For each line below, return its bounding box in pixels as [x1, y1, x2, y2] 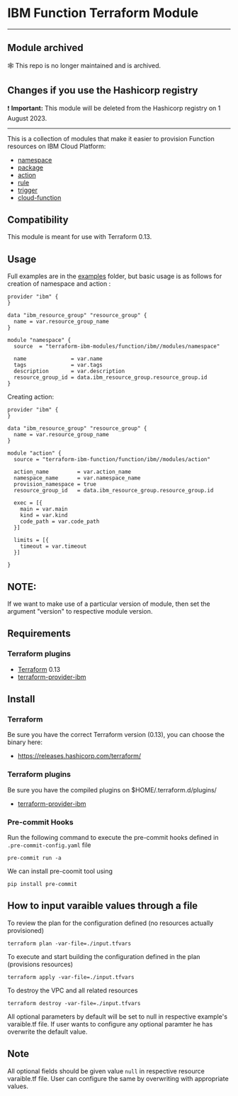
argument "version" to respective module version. [7, 607, 153, 615]
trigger [17, 186, 38, 194]
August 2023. [7, 114, 47, 122]
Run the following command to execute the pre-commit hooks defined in [7, 833, 219, 841]
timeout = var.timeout [20, 543, 87, 550]
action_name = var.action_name [13, 468, 132, 476]
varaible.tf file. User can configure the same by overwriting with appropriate [7, 1074, 229, 1083]
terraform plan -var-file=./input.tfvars [7, 940, 132, 947]
